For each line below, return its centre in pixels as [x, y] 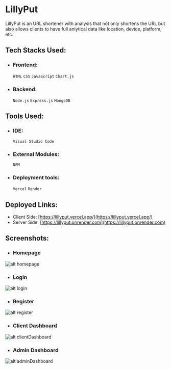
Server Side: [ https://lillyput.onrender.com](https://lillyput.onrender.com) [89, 222]
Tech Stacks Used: [36, 50]
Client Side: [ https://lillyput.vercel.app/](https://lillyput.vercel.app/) [83, 217]
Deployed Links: [31, 205]
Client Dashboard [35, 326]
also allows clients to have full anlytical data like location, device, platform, [83, 29]
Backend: [25, 89]
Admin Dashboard [35, 350]
